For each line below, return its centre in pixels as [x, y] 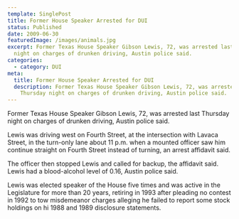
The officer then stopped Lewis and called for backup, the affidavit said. [113, 164]
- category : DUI [38, 67]
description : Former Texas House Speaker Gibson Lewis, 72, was [111, 87]
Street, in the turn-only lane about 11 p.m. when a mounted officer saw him [117, 142]
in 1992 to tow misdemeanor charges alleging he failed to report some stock [119, 201]
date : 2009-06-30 [33, 34]
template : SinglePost [39, 14]
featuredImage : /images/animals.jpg [62, 41]
